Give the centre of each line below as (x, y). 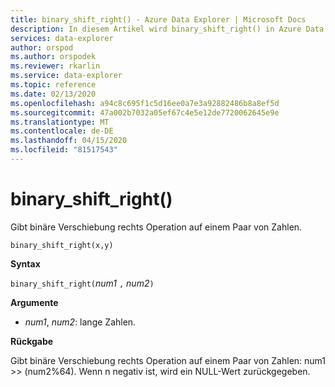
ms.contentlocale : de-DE (62, 131)
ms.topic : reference (53, 85)
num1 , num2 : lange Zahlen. (80, 322)
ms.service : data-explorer (66, 76)
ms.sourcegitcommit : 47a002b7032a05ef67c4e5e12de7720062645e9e (145, 112)
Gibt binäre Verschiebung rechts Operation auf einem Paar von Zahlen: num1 (168, 360)
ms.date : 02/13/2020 (53, 94)
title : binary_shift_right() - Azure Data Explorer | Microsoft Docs (158, 19)
